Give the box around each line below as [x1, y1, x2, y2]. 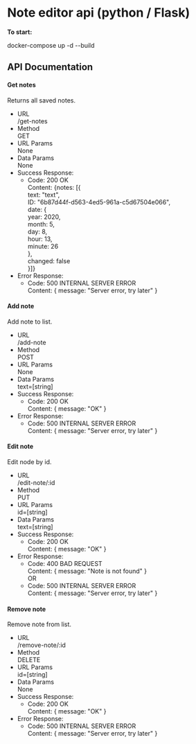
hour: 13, [27, 234, 53, 243]
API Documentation [7, 61, 93, 73]
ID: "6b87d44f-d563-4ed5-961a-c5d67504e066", [27, 197, 171, 206]
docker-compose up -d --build [7, 41, 95, 49]
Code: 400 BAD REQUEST [27, 559, 103, 567]
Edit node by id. [7, 457, 52, 466]
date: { [27, 205, 47, 213]
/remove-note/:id [17, 641, 66, 649]
